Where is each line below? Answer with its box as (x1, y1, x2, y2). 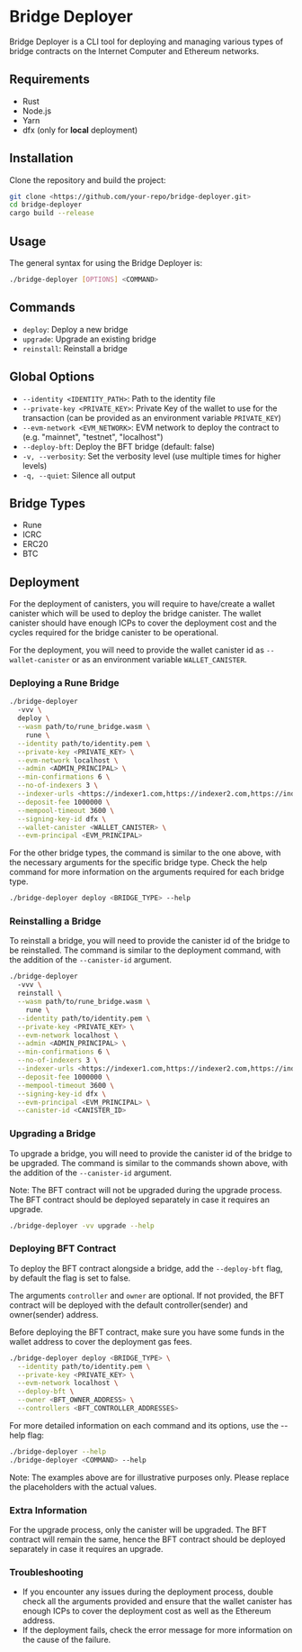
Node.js (22, 105, 52, 116)
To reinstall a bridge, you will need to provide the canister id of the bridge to (9, 936, 290, 946)
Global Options (9, 370, 95, 385)
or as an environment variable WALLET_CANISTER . (71, 654, 247, 665)
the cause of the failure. (22, 1634, 111, 1646)
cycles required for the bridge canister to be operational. (9, 627, 218, 638)
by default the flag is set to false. (9, 1273, 131, 1283)
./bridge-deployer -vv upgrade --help (9, 1221, 155, 1230)
